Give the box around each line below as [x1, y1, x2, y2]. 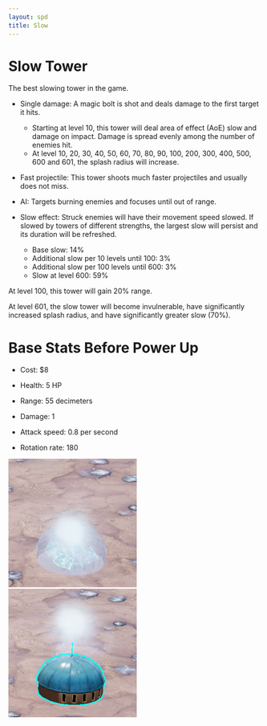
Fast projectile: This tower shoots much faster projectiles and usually [19, 173, 248, 182]
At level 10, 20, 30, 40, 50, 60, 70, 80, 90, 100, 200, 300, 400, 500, [31, 149, 252, 158]
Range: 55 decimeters [19, 396, 93, 406]
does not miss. [19, 181, 69, 191]
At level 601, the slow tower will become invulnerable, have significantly [8, 302, 245, 312]
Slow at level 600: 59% [31, 271, 109, 280]
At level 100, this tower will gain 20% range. [8, 286, 152, 296]
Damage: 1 [19, 412, 55, 422]
